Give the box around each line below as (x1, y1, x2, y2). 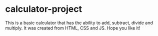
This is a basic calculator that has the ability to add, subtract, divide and (5, 20, 153, 26)
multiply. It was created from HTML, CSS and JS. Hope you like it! (5, 25, 140, 31)
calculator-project (5, 3, 82, 15)
